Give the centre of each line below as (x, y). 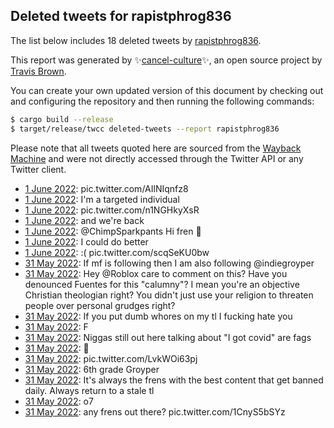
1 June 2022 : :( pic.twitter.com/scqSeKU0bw (117, 252)
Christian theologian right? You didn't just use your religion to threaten (169, 295)
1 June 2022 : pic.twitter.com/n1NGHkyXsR (112, 210)
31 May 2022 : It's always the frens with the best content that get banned (174, 380)
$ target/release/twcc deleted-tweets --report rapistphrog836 (145, 129)
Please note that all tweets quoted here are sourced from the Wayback (156, 148)
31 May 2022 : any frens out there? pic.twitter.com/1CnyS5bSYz (155, 411)
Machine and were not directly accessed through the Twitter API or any (157, 158)
